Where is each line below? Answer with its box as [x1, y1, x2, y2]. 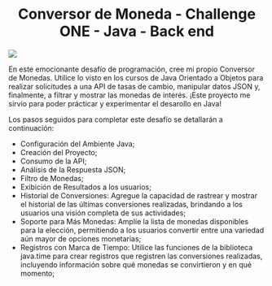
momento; [20, 268, 55, 278]
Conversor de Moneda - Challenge [17, 5, 257, 24]
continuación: [8, 123, 55, 132]
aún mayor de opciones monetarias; [20, 233, 142, 244]
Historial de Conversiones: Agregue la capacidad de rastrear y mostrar [20, 190, 258, 200]
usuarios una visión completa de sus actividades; [20, 208, 186, 218]
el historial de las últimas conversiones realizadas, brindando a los [20, 199, 243, 209]
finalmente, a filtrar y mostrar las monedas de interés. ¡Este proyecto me [8, 90, 251, 100]
